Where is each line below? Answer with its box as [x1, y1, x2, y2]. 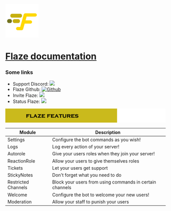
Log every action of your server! [52, 144, 120, 150]
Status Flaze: [12, 98, 40, 104]
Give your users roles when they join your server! [52, 151, 155, 157]
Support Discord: [12, 81, 49, 87]
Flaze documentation [5, 50, 97, 62]
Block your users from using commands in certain [52, 179, 156, 185]
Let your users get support [52, 165, 108, 171]
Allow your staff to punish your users [52, 198, 129, 205]
